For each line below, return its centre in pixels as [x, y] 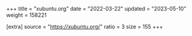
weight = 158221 [26, 15]
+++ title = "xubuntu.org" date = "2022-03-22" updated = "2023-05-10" [96, 9]
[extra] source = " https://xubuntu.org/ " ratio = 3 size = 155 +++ [85, 27]
